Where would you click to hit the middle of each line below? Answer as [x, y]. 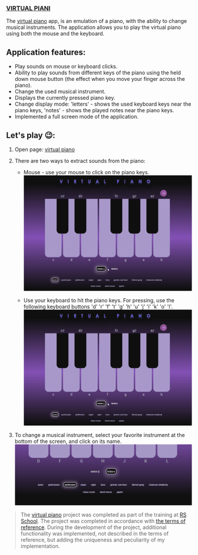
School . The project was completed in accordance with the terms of [103, 521]
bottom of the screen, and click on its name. [68, 441]
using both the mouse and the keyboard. [55, 34]
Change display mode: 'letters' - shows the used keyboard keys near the [103, 104]
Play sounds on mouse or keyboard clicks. [66, 67]
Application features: [46, 52]
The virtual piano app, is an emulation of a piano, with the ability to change [97, 21]
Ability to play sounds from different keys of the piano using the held [98, 73]
